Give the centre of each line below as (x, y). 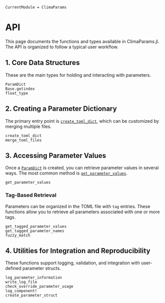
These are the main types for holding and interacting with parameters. (78, 75)
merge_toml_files (24, 140)
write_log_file (21, 282)
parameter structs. (42, 268)
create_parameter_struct (31, 295)
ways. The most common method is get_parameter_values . (66, 173)
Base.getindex (20, 89)
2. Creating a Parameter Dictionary (61, 109)
